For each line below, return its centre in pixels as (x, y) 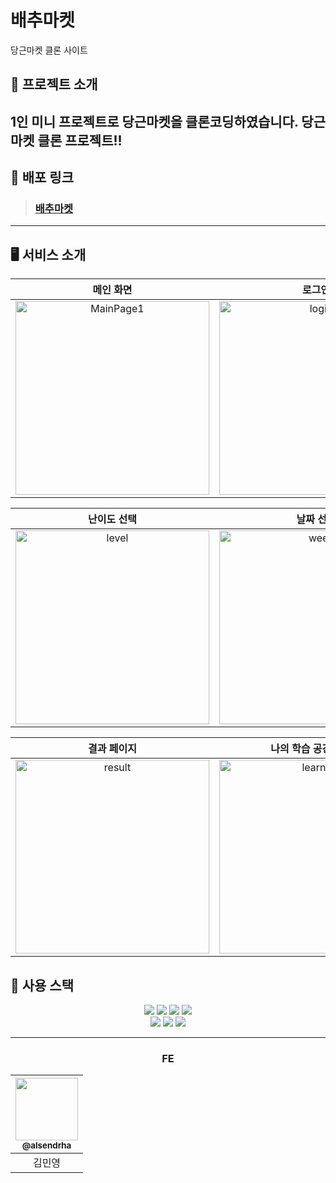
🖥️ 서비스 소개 (48, 254)
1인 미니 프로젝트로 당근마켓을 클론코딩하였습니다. (154, 121)
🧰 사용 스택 (42, 985)
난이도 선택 (112, 519)
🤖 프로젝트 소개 (54, 84)
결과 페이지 (112, 749)
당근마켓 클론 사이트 (49, 50)
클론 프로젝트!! (80, 140)
